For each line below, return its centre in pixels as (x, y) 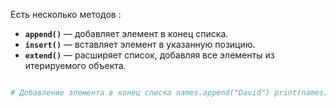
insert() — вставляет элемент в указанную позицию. (140, 44)
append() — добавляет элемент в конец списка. (126, 33)
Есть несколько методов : (66, 14)
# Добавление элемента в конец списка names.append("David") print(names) (169, 93)
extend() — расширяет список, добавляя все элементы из (149, 55)
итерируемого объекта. (75, 65)
